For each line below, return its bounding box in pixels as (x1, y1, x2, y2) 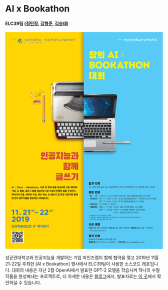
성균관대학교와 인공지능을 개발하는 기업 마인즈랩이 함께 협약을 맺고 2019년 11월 (5, 254, 159, 260)
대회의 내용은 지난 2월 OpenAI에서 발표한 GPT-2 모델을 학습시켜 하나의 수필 (11, 267, 160, 273)
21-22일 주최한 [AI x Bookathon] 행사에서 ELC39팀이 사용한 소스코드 (5, 261, 141, 267)
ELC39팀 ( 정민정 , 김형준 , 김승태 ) (5, 20, 69, 26)
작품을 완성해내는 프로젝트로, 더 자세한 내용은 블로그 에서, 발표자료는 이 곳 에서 (5, 273, 156, 279)
